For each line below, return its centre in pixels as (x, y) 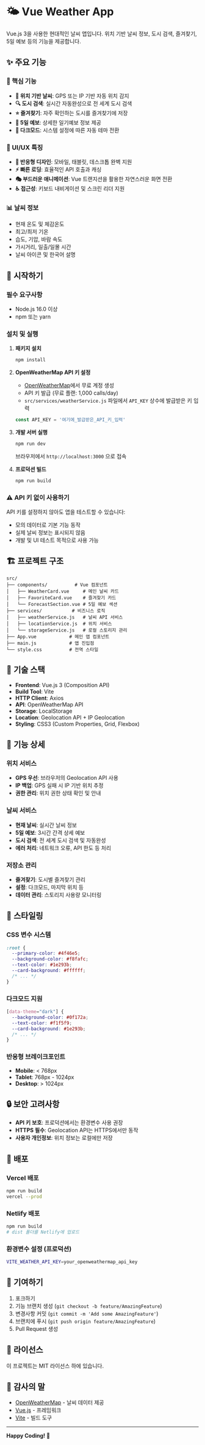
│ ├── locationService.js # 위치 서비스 (59, 624)
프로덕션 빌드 (31, 469)
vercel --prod (24, 1197)
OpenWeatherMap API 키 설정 (53, 372)
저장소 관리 (22, 865)
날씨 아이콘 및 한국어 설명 (45, 254)
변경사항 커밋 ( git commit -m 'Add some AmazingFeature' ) (87, 1313)
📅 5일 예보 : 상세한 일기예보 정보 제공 (58, 122)
